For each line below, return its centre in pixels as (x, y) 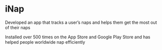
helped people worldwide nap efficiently (45, 42)
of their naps (18, 27)
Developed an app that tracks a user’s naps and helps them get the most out (81, 22)
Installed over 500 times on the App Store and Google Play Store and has (78, 37)
